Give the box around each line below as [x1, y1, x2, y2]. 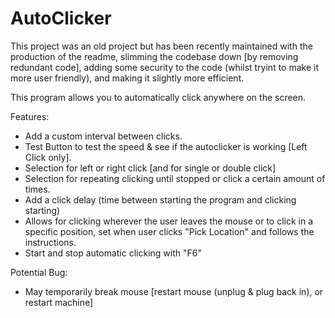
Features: [10, 110, 50, 122]
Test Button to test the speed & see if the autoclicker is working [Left [24, 140, 308, 152]
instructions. [24, 236, 77, 248]
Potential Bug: [10, 266, 68, 278]
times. [24, 183, 51, 195]
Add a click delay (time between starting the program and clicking [24, 193, 297, 206]
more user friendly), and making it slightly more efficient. [10, 72, 245, 84]
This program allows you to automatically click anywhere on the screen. [10, 91, 307, 103]
